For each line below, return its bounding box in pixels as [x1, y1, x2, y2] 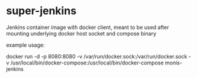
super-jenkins [6, 4, 77, 18]
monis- [164, 59, 182, 66]
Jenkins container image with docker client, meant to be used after [6, 24, 170, 31]
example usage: [6, 41, 45, 48]
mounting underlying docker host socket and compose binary [6, 30, 157, 37]
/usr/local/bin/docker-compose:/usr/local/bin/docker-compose [10, 59, 164, 66]
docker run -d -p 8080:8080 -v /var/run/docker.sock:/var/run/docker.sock [6, 53, 188, 60]
